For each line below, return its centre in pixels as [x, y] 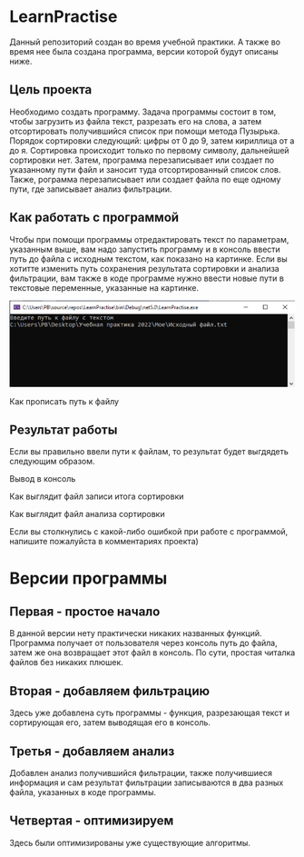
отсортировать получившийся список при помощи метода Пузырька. [145, 131]
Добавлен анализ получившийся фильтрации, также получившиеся [141, 773]
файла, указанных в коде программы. [83, 792]
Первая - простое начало [85, 611]
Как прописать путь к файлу [64, 401]
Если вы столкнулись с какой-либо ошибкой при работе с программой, [149, 532]
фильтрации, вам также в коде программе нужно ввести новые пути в [147, 278]
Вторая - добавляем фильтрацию [110, 691]
